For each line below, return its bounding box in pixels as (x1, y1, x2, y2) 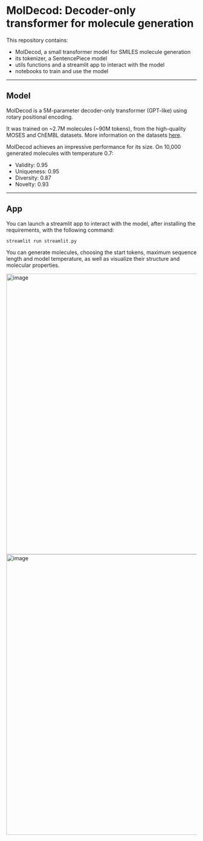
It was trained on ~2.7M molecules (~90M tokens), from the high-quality (6, 125, 186, 132)
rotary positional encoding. (6, 113, 74, 120)
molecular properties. (6, 261, 60, 269)
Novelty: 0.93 (14, 180, 50, 188)
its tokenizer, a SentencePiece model (14, 54, 108, 62)
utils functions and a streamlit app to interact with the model (14, 61, 165, 68)
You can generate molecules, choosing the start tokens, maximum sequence (6, 249, 197, 256)
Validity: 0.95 (14, 161, 48, 168)
